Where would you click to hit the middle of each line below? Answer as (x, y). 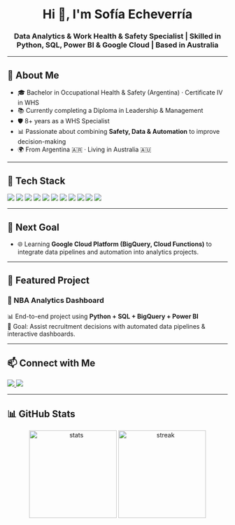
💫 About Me (33, 75)
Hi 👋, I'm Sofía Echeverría (117, 14)
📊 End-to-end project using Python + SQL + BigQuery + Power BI (103, 316)
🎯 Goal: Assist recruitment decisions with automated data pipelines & (106, 326)
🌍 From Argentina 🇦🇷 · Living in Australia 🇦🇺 (84, 149)
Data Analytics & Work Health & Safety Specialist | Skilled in (117, 36)
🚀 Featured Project (48, 281)
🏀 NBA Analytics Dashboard (56, 301)
